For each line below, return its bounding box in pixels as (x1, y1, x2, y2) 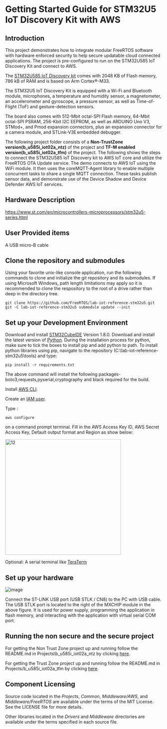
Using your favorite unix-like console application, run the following (5, 269, 142, 275)
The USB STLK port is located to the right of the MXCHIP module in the (5, 602, 151, 608)
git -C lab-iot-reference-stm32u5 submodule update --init (5, 305, 131, 310)
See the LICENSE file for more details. (5, 704, 83, 710)
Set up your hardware (5, 573, 74, 582)
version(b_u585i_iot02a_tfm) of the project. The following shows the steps (5, 150, 161, 155)
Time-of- (136, 98, 155, 104)
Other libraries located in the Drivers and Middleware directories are (5, 714, 145, 720)
